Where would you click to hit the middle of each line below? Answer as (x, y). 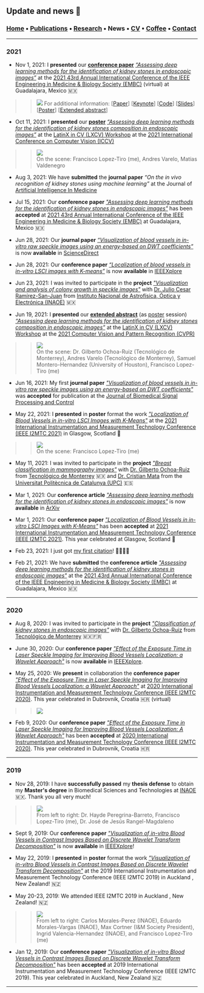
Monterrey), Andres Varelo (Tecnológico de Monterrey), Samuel (116, 358)
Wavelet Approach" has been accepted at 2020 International (92, 736)
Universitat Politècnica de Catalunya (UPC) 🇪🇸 (74, 483)
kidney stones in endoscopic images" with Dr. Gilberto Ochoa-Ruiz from (105, 630)
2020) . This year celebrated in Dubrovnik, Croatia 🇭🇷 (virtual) (93, 699)
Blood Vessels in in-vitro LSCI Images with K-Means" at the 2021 (96, 420)
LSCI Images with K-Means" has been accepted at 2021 (98, 526)
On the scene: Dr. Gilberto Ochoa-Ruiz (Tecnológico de (105, 351)
